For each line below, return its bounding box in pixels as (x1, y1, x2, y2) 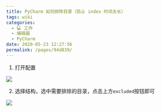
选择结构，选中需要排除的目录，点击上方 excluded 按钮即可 (14, 87, 155, 94)
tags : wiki (6, 14, 33, 20)
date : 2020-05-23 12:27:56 (6, 42, 73, 48)
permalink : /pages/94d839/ (6, 47, 73, 53)
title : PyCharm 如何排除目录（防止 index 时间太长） (6, 8, 126, 15)
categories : (6, 19, 35, 25)
